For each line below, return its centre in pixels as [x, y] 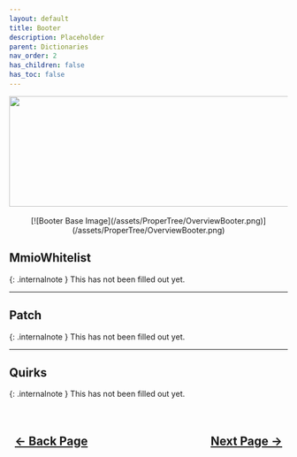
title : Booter [35, 28]
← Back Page [51, 441]
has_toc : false [37, 75]
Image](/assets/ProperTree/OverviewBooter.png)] [176, 220]
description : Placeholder [57, 37]
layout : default [39, 19]
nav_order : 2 [33, 56]
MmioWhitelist [50, 258]
